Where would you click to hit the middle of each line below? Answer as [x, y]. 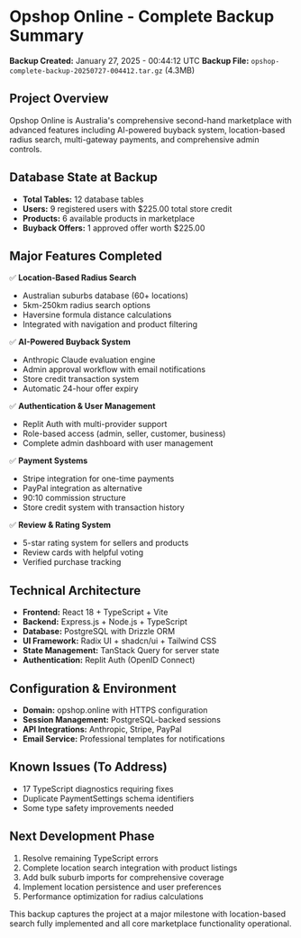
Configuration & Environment [93, 688]
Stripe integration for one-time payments [98, 478]
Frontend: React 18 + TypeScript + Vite [95, 612]
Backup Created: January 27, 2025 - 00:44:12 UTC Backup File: [129, 60]
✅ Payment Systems [49, 460]
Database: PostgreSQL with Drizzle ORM [99, 632]
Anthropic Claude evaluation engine [89, 360]
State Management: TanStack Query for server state [121, 651]
